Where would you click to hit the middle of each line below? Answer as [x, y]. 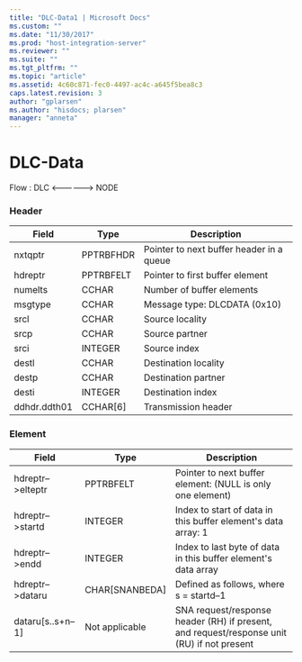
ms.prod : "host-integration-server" [78, 43]
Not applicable [115, 627]
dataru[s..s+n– [44, 621]
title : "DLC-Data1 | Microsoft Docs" [80, 18]
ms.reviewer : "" [40, 51]
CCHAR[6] [104, 407]
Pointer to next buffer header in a [213, 249]
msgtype [32, 304]
